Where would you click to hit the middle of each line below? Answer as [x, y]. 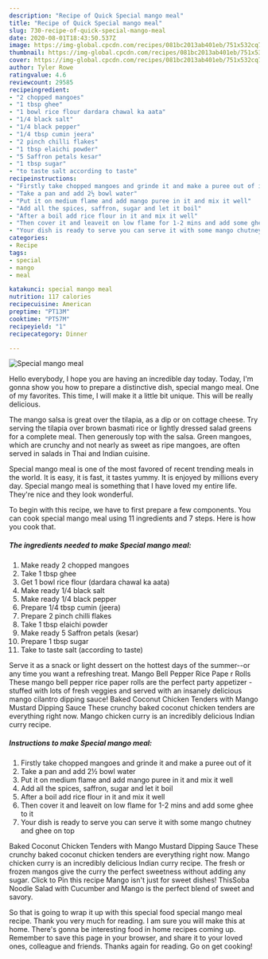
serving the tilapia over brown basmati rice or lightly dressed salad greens [130, 428]
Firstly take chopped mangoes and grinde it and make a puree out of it [136, 763]
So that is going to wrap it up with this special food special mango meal [126, 913]
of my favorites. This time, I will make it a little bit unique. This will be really [131, 396]
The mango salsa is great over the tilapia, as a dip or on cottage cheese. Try [134, 420]
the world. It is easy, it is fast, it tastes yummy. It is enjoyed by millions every [134, 478]
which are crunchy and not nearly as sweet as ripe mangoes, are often [125, 445]
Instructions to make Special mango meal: [81, 743]
